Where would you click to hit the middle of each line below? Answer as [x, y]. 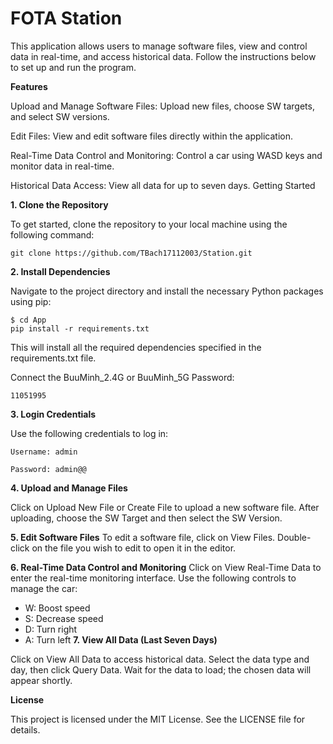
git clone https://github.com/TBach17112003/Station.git [131, 253]
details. [25, 729]
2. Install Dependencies [60, 271]
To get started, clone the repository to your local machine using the [149, 224]
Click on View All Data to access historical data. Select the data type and [160, 659]
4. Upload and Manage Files [69, 488]
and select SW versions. [60, 116]
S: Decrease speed [64, 618]
